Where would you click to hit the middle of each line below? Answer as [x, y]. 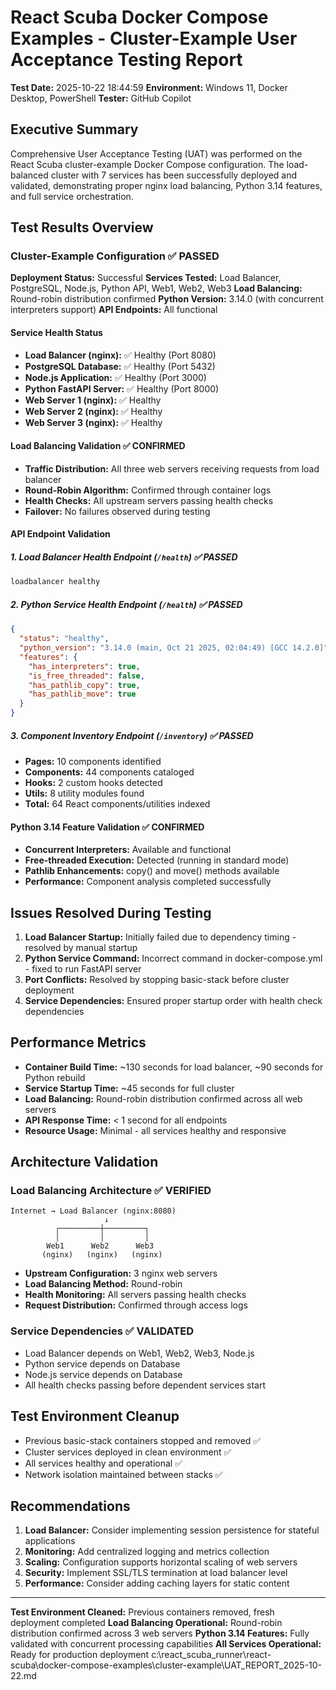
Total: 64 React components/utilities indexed [117, 803]
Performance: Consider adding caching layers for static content [157, 1583]
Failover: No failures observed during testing [117, 511]
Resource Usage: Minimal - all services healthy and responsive [155, 1130]
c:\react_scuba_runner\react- [211, 1655]
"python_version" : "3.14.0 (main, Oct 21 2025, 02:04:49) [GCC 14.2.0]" [174, 648]
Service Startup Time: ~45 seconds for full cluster [129, 1088]
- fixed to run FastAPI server [83, 968]
